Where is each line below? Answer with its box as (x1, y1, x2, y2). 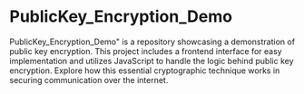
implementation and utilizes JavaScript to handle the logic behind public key (9, 55, 294, 66)
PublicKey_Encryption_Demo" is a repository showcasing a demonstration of (9, 36, 296, 47)
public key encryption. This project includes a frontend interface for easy (9, 45, 283, 56)
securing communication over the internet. (9, 74, 169, 85)
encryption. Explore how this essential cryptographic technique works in (9, 65, 280, 76)
